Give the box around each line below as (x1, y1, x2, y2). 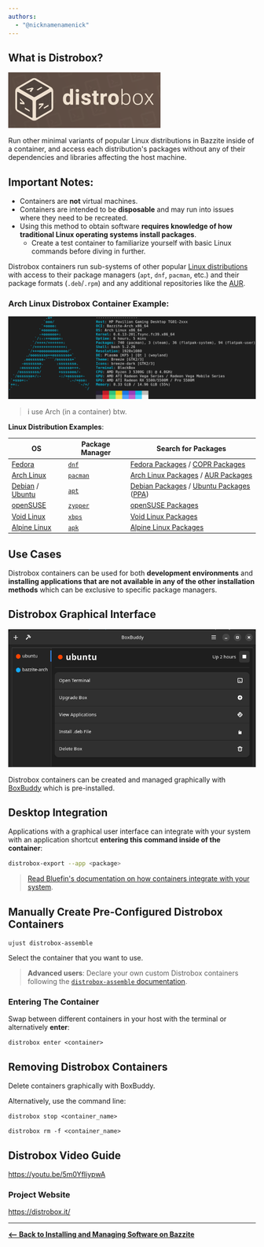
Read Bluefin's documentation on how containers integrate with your (27, 874, 250, 883)
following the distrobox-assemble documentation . (27, 977, 188, 986)
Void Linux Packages (130, 512, 198, 521)
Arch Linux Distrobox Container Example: (8, 298, 170, 309)
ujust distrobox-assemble (8, 939, 93, 948)
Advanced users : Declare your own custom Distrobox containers (27, 968, 239, 978)
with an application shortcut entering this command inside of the (8, 835, 222, 845)
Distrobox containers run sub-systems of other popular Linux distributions (8, 262, 248, 272)
